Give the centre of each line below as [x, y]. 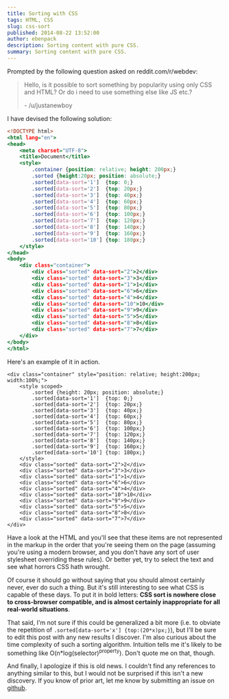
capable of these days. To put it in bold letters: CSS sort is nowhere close [112, 595]
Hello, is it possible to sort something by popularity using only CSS [118, 85]
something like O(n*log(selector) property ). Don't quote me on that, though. [111, 652]
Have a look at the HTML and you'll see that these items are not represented [115, 537]
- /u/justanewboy [48, 105]
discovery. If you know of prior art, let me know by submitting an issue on [111, 680]
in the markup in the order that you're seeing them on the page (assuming [111, 544]
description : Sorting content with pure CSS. [73, 45]
